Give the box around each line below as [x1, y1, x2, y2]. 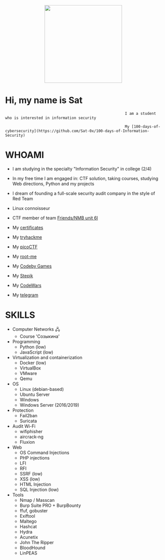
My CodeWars [12, 282, 42, 288]
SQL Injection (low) [19, 486, 59, 492]
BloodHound [19, 545, 46, 551]
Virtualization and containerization [12, 354, 83, 360]
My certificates [12, 224, 44, 230]
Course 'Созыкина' [19, 333, 60, 339]
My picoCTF [12, 244, 38, 250]
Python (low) [19, 344, 46, 350]
